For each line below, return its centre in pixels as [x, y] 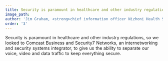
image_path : [17, 14]
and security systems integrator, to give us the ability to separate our [77, 48]
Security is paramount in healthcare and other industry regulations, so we [82, 38]
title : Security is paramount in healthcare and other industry [73, 10]
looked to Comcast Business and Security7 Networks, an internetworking [81, 43]
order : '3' [16, 24]
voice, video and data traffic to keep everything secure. [63, 54]
